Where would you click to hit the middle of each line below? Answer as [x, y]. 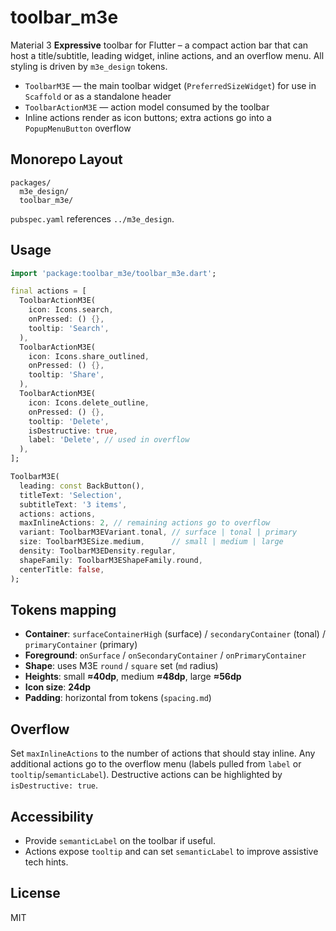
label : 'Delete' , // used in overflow [109, 440]
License [35, 893]
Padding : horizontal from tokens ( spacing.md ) [118, 698]
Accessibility [52, 816]
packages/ [31, 182]
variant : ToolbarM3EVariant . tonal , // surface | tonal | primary [158, 532]
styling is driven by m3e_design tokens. [89, 66]
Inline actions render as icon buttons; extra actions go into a [148, 117]
